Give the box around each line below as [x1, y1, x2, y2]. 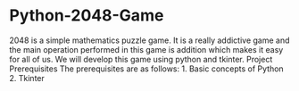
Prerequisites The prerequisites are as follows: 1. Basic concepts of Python [9, 63, 284, 74]
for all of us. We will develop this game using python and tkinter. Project [9, 54, 273, 64]
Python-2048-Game [9, 5, 164, 26]
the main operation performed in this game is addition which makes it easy [9, 44, 284, 54]
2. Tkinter [9, 72, 45, 83]
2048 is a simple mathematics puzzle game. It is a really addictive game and [9, 35, 290, 45]
